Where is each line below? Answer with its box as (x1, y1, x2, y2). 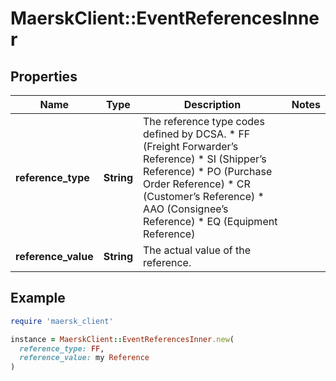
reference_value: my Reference (19, 353, 150, 363)
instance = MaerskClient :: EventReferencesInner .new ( (10, 334, 235, 344)
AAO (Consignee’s (143, 202, 229, 216)
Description (183, 98, 242, 111)
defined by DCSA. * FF (143, 127, 251, 141)
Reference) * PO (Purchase (143, 165, 273, 178)
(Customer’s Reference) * (143, 190, 265, 203)
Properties (10, 68, 78, 85)
